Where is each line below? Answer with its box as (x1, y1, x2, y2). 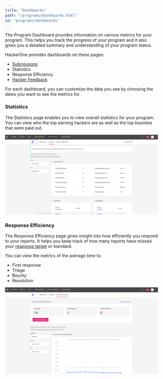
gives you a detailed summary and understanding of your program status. (5, 42, 152, 48)
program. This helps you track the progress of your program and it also (5, 37, 147, 43)
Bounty (12, 272, 27, 278)
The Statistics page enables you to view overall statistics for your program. (5, 114, 155, 120)
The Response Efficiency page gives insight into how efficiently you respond (5, 233, 158, 239)
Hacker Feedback (12, 77, 48, 83)
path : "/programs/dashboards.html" (5, 13, 77, 18)
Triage (12, 268, 25, 273)
